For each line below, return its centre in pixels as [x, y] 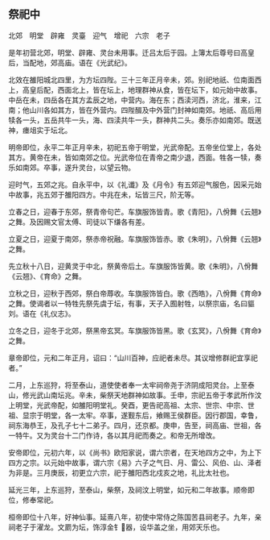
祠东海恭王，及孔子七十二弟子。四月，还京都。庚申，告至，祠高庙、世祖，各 [135, 425]
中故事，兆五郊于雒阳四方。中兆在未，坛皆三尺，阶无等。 [103, 194]
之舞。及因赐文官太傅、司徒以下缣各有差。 [79, 222]
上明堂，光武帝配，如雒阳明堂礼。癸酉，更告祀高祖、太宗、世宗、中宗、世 [131, 405]
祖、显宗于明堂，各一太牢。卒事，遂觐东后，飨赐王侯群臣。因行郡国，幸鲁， [135, 415]
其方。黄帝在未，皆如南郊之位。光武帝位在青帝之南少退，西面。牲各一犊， [131, 157]
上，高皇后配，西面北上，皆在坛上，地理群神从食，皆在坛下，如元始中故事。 [135, 89]
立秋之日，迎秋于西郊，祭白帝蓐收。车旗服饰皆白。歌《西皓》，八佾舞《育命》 [135, 293]
